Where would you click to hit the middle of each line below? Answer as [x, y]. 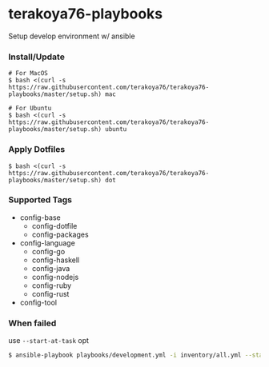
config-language [48, 243]
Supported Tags [40, 200]
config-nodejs [55, 277]
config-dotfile [54, 225]
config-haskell [56, 260]
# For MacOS [28, 74]
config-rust [50, 293]
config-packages [60, 234]
